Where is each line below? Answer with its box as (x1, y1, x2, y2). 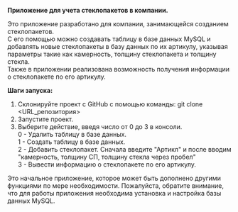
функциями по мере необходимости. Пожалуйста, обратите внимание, (7, 182, 224, 190)
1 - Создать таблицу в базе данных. (17, 138, 126, 146)
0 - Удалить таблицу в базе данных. (17, 130, 126, 138)
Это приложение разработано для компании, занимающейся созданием (7, 20, 229, 28)
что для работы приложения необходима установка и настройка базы (7, 189, 222, 197)
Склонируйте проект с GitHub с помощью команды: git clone (17, 100, 203, 108)
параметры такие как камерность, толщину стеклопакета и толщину (7, 50, 217, 58)
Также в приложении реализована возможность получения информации (7, 65, 229, 73)
